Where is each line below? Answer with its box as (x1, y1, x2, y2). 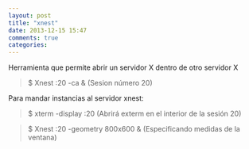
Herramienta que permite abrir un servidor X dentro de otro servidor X (8, 63, 239, 72)
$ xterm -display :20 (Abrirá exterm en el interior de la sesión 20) (27, 109, 242, 119)
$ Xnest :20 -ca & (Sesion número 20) (27, 78, 153, 88)
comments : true (8, 33, 59, 42)
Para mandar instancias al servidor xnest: (8, 94, 145, 103)
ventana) (27, 132, 57, 143)
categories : (8, 41, 48, 49)
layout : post (8, 11, 52, 20)
